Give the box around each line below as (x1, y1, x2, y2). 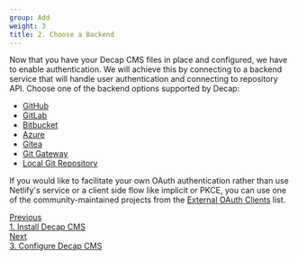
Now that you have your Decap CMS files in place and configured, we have (9, 55, 288, 66)
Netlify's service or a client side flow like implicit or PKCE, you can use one (9, 185, 286, 196)
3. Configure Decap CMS (9, 240, 103, 252)
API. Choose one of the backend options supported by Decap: (9, 83, 240, 94)
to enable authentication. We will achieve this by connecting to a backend (9, 64, 283, 75)
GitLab (22, 110, 48, 121)
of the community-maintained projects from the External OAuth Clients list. (9, 194, 286, 205)
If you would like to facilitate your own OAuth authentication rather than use (9, 175, 290, 186)
